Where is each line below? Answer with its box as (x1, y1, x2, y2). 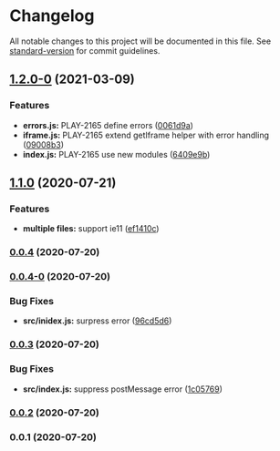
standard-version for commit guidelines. (9, 45, 161, 56)
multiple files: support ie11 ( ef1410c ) (22, 223, 160, 234)
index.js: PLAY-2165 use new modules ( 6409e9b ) (22, 149, 211, 159)
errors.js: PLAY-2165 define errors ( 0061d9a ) (22, 119, 194, 130)
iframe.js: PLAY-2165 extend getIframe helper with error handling (22, 129, 270, 140)
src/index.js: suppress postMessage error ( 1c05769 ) (22, 384, 223, 395)
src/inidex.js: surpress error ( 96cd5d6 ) (22, 315, 172, 326)
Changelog (9, 5, 95, 26)
